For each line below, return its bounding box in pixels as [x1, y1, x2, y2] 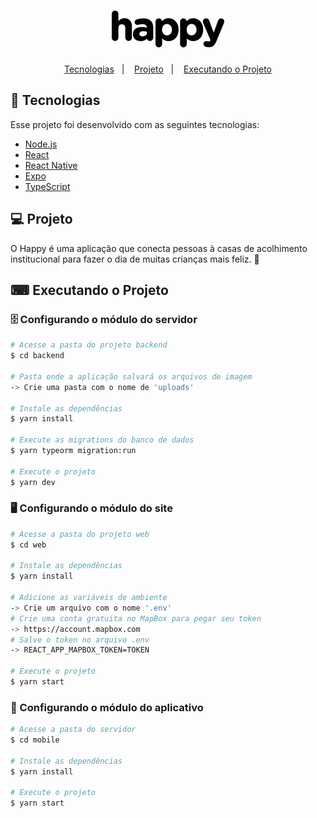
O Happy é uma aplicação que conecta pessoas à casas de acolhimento [10, 242, 308, 254]
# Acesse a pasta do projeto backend [10, 340, 168, 350]
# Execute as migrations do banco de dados [10, 435, 195, 445]
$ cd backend [10, 351, 65, 361]
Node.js [24, 138, 58, 150]
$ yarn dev [10, 477, 56, 487]
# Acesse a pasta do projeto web [10, 529, 150, 539]
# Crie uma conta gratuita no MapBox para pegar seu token [10, 613, 262, 624]
